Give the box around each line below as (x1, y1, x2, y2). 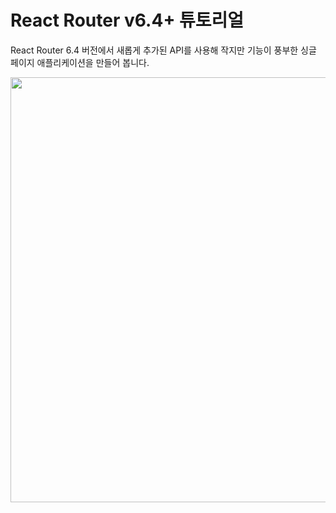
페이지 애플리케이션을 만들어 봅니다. (10, 56, 150, 68)
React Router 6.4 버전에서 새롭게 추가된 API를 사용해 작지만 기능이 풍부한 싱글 (10, 44, 317, 56)
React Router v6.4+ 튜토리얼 (10, 9, 245, 32)
